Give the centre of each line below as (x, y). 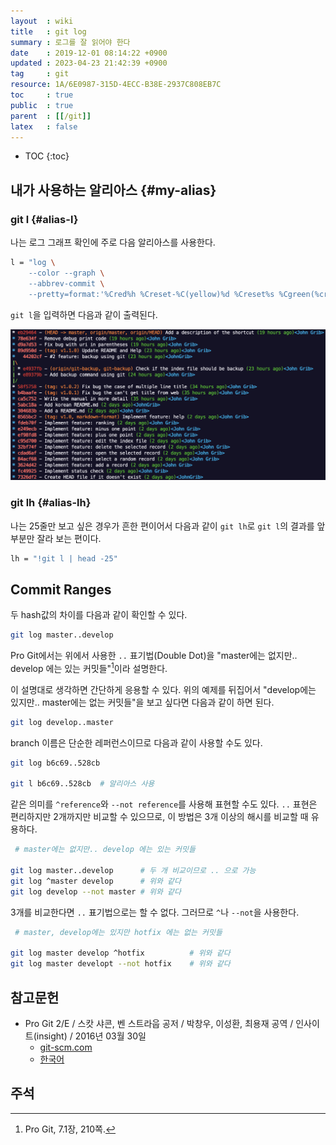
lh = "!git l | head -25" (64, 558)
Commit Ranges (61, 589)
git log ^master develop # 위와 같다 (96, 881)
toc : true (42, 95)
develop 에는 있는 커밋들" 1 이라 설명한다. (89, 667)
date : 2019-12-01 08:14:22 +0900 (89, 53)
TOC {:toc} (47, 156)
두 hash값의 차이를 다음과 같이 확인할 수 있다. (99, 615)
